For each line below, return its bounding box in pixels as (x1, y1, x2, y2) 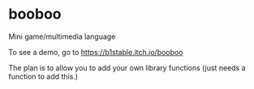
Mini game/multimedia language (8, 32, 116, 41)
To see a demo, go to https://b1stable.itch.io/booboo (8, 47, 183, 57)
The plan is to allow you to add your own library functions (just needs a (8, 62, 246, 73)
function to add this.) (8, 71, 79, 81)
